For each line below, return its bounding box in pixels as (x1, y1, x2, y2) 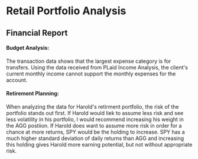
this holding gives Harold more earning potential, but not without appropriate (6, 141, 193, 148)
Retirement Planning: (6, 90, 59, 97)
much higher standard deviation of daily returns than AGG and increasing (6, 135, 184, 142)
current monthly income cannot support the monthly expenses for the (6, 70, 176, 77)
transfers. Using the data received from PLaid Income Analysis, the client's (6, 63, 188, 71)
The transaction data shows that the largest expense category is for (6, 58, 171, 65)
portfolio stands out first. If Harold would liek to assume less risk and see (6, 109, 184, 116)
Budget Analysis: (6, 44, 50, 52)
